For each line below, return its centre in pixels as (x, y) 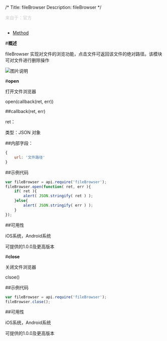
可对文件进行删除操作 (27, 60)
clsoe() (13, 277)
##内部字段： (19, 143)
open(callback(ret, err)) (29, 101)
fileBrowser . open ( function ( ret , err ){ (48, 187)
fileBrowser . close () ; (28, 302)
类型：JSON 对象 (23, 132)
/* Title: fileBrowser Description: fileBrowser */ (53, 7)
